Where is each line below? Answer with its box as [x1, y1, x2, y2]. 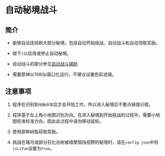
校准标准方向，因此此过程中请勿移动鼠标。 [16, 118, 104, 124]
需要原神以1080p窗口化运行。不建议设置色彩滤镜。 [12, 71, 116, 77]
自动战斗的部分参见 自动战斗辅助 [12, 61, 78, 67]
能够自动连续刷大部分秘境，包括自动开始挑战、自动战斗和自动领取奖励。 [12, 40, 160, 46]
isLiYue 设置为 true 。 [12, 145, 55, 151]
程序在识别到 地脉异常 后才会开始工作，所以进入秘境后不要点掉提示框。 [12, 101, 154, 107]
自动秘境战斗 [5, 4, 58, 16]
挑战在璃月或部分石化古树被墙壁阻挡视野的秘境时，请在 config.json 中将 [12, 139, 159, 145]
